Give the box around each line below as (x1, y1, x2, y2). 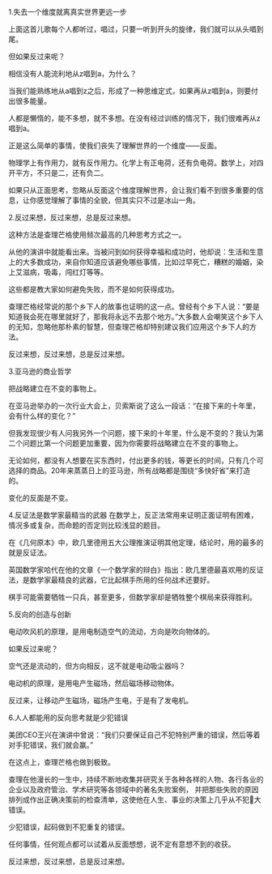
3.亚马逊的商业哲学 (8, 367, 72, 376)
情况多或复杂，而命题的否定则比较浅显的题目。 (8, 521, 164, 530)
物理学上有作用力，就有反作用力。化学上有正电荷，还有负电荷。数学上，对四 (8, 158, 264, 168)
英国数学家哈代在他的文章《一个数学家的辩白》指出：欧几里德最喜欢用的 (8, 565, 249, 574)
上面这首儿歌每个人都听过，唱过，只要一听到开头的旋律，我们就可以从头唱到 (8, 24, 264, 34)
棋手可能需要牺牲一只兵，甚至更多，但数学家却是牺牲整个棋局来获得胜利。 (8, 592, 257, 602)
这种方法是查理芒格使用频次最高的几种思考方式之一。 (8, 230, 186, 239)
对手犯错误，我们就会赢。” (8, 740, 94, 749)
